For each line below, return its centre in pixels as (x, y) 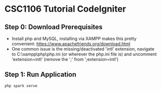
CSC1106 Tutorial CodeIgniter (65, 9)
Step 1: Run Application (40, 75)
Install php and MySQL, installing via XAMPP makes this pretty (74, 38)
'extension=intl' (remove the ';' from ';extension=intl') (65, 59)
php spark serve (21, 86)
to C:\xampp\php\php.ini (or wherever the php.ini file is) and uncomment (84, 54)
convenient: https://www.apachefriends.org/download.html (71, 44)
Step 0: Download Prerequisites (54, 27)
